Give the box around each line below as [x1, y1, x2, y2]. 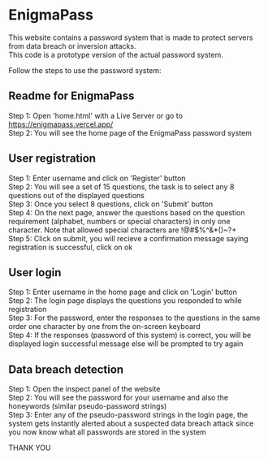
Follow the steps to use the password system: [8, 65, 162, 75]
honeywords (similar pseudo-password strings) [8, 401, 167, 411]
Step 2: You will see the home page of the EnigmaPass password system [8, 128, 252, 137]
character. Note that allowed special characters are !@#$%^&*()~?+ [8, 225, 237, 235]
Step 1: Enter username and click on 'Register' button [8, 173, 186, 183]
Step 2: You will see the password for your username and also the [8, 392, 229, 403]
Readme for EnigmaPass [8, 89, 135, 103]
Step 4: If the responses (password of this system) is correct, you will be [8, 331, 252, 340]
